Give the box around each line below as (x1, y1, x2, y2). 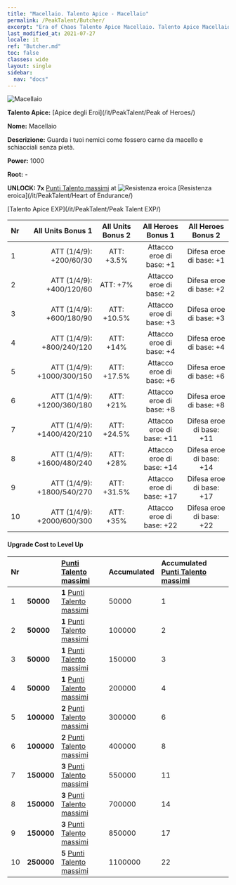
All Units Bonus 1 (33, 226, 93, 236)
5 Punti (60, 848, 85, 858)
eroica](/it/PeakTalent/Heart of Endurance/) (7, 191, 133, 200)
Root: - (7, 170, 28, 179)
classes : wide (7, 56, 49, 63)
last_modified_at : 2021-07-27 (7, 29, 96, 37)
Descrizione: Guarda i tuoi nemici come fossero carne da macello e (7, 136, 204, 144)
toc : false (7, 50, 39, 57)
